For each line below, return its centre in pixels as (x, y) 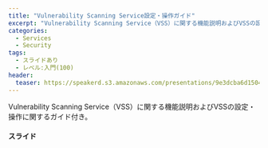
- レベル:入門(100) (45, 68)
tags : (17, 53)
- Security (33, 46)
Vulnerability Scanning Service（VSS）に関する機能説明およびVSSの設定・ (132, 106)
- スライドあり (37, 61)
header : (21, 75)
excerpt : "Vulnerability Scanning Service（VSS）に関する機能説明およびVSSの (132, 23)
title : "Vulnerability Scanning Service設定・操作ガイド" (102, 16)
